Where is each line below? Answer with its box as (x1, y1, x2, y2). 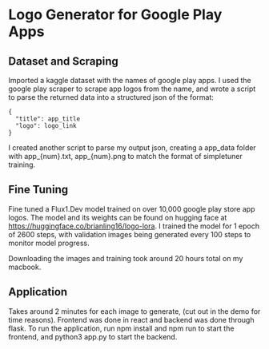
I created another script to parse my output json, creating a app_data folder (8, 143, 256, 153)
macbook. (8, 262, 42, 272)
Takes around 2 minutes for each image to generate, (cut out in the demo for (8, 306, 261, 316)
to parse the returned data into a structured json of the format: (8, 93, 215, 101)
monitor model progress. (8, 238, 90, 248)
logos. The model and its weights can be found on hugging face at (8, 212, 227, 222)
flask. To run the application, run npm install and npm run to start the (8, 323, 235, 333)
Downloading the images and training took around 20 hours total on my (8, 253, 243, 263)
